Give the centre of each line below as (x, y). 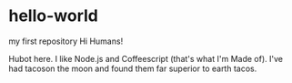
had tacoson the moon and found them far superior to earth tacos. (133, 68)
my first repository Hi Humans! (66, 41)
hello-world (54, 16)
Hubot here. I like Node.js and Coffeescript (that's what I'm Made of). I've (146, 58)
